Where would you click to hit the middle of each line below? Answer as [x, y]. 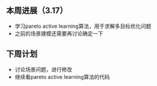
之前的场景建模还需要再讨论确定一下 [59, 33]
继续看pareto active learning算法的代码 [62, 77]
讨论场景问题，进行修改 [43, 69]
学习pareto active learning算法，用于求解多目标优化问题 [83, 26]
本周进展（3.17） [37, 11]
